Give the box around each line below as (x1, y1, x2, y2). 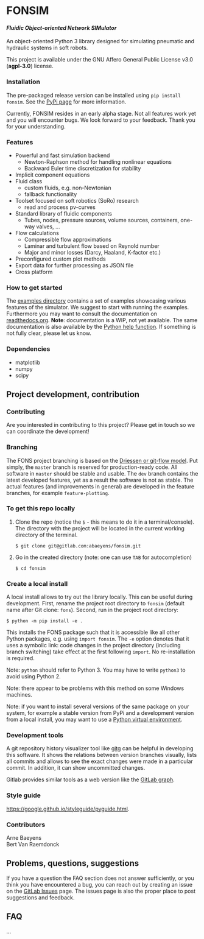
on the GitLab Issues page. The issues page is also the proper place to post (6, 887, 196, 895)
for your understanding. (6, 122, 66, 130)
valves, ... (36, 223, 60, 230)
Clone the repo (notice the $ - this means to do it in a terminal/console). (15, 518, 195, 526)
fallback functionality (24, 190, 77, 198)
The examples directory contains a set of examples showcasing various (6, 297, 186, 304)
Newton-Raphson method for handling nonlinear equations (24, 158, 172, 165)
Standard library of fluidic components (15, 209, 113, 217)
